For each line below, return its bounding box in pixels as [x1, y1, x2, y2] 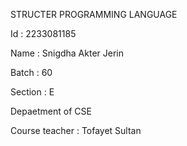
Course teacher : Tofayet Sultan [10, 125, 142, 136]
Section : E [10, 86, 55, 98]
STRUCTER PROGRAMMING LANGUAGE [10, 9, 178, 20]
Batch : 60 [10, 67, 53, 78]
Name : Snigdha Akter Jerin [10, 47, 125, 59]
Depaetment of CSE [10, 105, 92, 117]
